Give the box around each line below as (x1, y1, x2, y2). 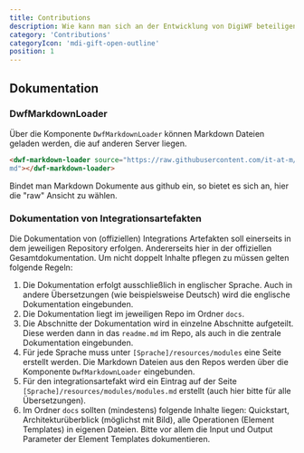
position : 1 (9, 47, 54, 56)
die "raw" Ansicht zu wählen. (9, 189, 118, 200)
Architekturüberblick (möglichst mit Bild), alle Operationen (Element (22, 414, 274, 425)
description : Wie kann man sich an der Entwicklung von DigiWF (9, 22, 253, 31)
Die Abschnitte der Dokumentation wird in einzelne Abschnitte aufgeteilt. (22, 318, 294, 329)
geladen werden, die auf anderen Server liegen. (9, 138, 187, 149)
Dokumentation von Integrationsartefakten (9, 212, 202, 225)
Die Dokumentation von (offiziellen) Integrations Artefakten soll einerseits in (9, 233, 291, 244)
